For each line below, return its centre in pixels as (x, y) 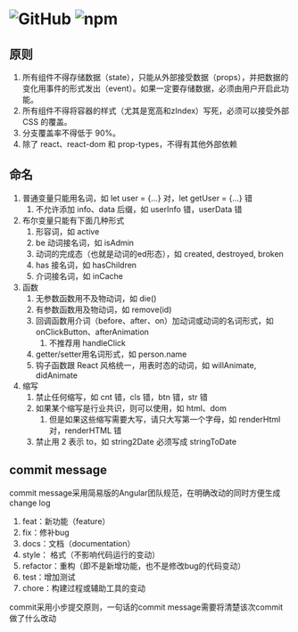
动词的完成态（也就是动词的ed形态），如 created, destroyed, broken (159, 253)
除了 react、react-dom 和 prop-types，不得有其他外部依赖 (130, 144)
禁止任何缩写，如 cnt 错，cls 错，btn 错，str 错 (121, 397)
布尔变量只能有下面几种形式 (73, 220)
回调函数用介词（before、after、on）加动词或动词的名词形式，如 (154, 320)
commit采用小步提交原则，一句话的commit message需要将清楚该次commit (146, 607)
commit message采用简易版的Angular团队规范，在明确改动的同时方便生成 (145, 492)
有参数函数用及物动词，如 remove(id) (103, 309)
